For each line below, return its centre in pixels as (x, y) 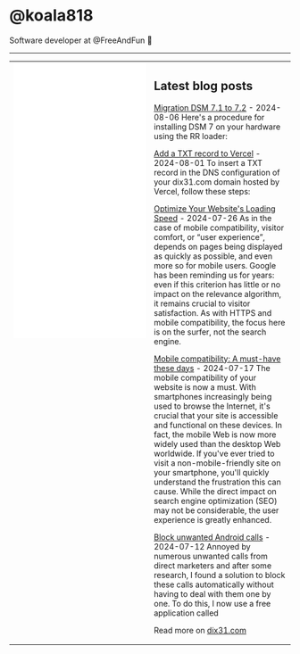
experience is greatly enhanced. (213, 519)
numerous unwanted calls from (211, 556)
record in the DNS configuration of (217, 172)
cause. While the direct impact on (215, 491)
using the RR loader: (191, 136)
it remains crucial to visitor (202, 303)
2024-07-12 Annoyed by (203, 546)
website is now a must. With (205, 387)
